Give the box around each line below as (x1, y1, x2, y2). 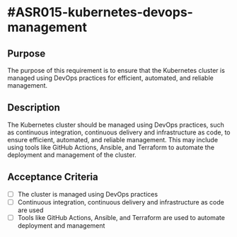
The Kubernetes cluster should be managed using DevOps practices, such (7, 120, 224, 129)
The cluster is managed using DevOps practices (17, 190, 158, 198)
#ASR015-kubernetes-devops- (7, 4, 193, 21)
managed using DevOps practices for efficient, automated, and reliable (7, 74, 214, 82)
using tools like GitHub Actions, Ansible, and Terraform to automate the (7, 143, 214, 151)
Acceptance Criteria (7, 171, 98, 183)
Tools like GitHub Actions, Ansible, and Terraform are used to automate (17, 213, 225, 221)
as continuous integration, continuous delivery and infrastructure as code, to (7, 128, 231, 137)
